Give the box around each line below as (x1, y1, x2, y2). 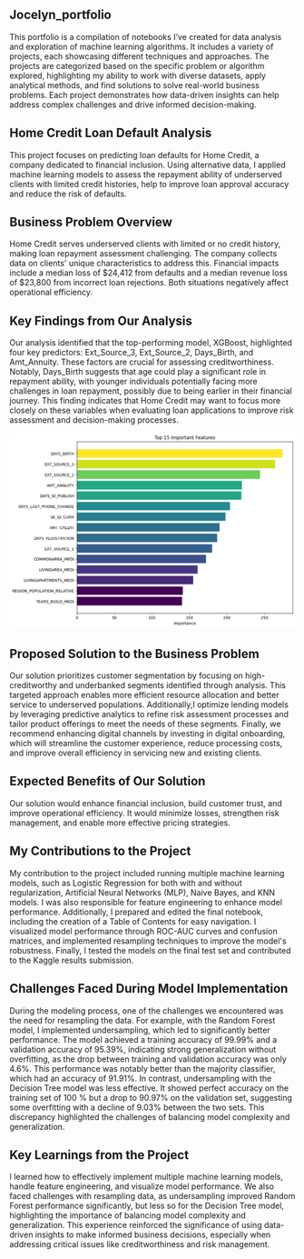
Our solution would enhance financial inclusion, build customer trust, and (9, 797, 283, 808)
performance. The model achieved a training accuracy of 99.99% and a (9, 1034, 278, 1044)
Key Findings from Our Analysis (9, 313, 193, 328)
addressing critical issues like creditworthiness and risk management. (9, 1239, 270, 1250)
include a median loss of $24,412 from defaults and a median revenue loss (9, 267, 288, 278)
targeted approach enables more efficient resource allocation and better (9, 690, 279, 701)
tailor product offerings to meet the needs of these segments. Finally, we (9, 718, 281, 730)
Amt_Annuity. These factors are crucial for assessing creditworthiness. (9, 356, 274, 367)
